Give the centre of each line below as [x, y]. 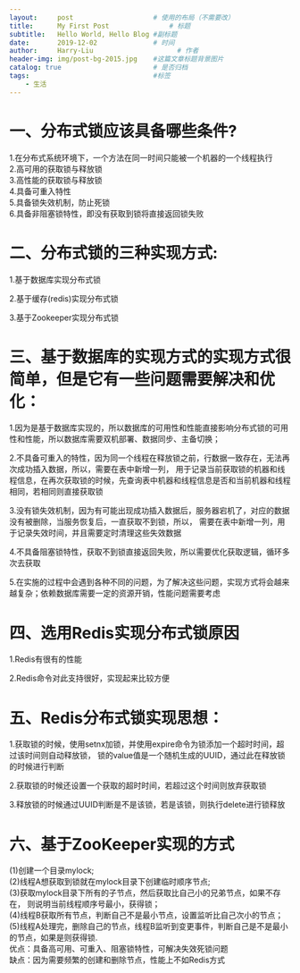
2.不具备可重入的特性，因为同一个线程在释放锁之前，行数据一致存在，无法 [146, 458]
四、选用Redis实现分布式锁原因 [124, 633]
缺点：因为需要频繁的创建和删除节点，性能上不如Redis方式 [117, 960]
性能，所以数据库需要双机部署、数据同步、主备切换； [122, 439]
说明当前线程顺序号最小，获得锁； [97, 904]
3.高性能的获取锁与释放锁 [56, 180]
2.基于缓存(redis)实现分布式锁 [64, 298]
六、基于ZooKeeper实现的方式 [122, 844]
